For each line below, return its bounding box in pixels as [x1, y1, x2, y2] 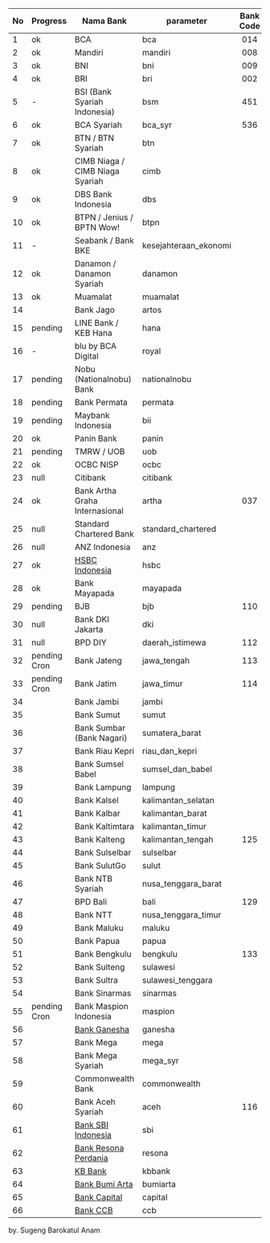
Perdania [75, 1153, 108, 1163]
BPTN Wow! [75, 222, 121, 232]
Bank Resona [75, 1142, 125, 1153]
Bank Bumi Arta [75, 1179, 133, 1189]
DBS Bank [75, 189, 112, 199]
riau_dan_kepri [141, 745, 198, 757]
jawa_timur [141, 679, 183, 689]
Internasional [75, 506, 125, 516]
